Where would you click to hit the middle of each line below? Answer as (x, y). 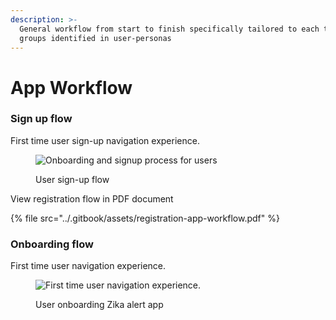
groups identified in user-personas (95, 38)
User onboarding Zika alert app (99, 305)
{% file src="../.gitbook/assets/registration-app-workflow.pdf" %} (145, 218)
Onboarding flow (52, 244)
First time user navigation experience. (88, 266)
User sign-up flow (72, 179)
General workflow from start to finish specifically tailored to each (169, 29)
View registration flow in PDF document (92, 198)
